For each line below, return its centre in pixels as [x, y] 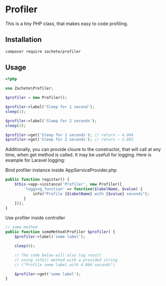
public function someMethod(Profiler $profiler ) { [60, 232]
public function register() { [38, 180]
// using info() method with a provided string [66, 260]
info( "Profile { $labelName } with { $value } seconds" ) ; [91, 194]
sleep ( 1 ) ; [16, 112]
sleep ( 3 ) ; [16, 126]
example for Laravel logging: [35, 160]
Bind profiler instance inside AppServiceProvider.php [61, 170]
